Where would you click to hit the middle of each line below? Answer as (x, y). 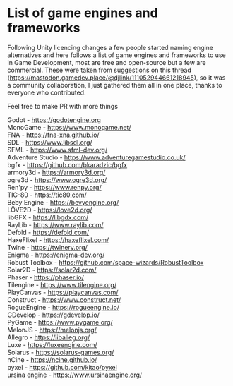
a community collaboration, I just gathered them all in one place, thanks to (115, 85)
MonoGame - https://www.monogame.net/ (69, 127)
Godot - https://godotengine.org (54, 120)
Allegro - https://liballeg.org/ (49, 337)
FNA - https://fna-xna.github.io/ (54, 135)
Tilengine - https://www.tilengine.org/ (62, 284)
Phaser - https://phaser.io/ (46, 277)
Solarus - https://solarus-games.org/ (61, 352)
